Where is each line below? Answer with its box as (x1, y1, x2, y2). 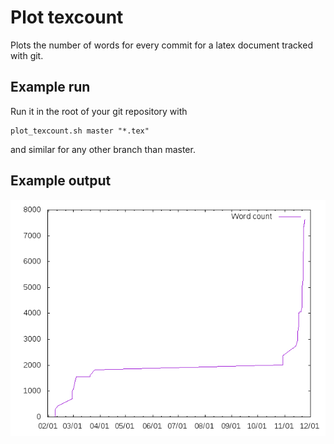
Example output (10, 172, 112, 190)
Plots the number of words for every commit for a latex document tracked (10, 39, 313, 51)
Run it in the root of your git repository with (10, 105, 188, 117)
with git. (10, 49, 44, 61)
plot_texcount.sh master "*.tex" (10, 126, 150, 136)
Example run (10, 79, 91, 96)
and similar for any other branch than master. (10, 143, 196, 155)
